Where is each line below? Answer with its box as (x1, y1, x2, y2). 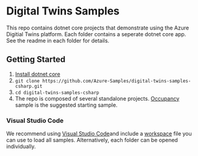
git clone (14, 78, 40, 84)
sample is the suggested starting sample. (14, 101, 118, 108)
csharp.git (14, 83, 43, 89)
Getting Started (6, 54, 66, 64)
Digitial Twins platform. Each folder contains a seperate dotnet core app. (6, 30, 187, 37)
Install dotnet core (14, 70, 60, 78)
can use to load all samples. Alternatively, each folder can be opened (6, 137, 178, 144)
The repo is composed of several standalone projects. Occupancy (14, 95, 180, 102)
